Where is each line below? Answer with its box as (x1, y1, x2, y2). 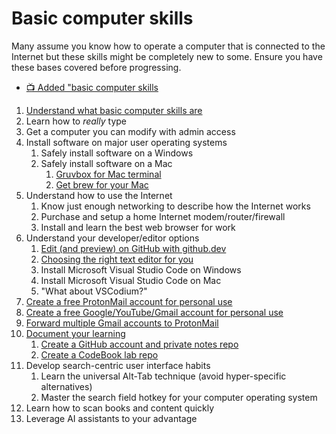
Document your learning (25, 327, 126, 339)
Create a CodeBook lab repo (40, 348, 159, 361)
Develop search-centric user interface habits (25, 359, 211, 371)
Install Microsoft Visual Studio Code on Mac (40, 274, 222, 286)
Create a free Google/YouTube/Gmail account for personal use (25, 306, 284, 318)
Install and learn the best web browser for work (40, 221, 236, 233)
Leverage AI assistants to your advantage (25, 412, 198, 424)
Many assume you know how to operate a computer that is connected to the (11, 40, 326, 52)
